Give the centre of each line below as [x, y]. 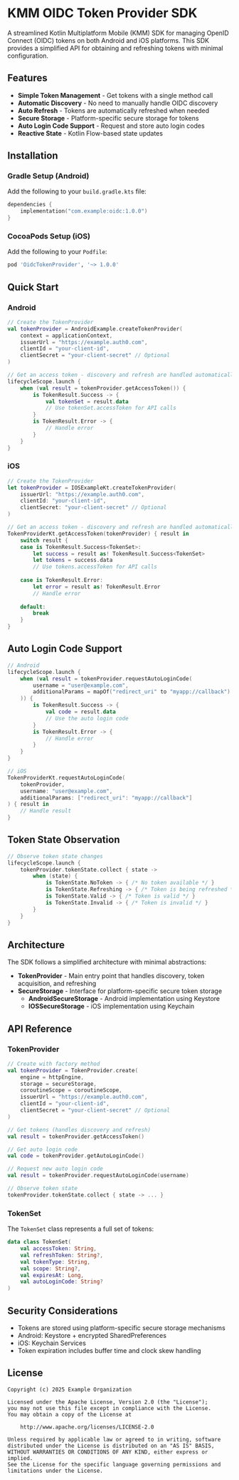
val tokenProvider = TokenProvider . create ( [73, 1070]
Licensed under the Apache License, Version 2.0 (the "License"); [108, 1402]
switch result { [44, 540]
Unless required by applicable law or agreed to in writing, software [114, 1439]
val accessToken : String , [59, 1249]
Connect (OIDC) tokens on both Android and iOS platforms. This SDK [108, 40]
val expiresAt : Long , [52, 1275]
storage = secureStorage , [59, 1084]
